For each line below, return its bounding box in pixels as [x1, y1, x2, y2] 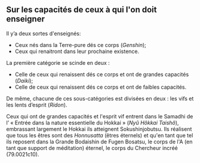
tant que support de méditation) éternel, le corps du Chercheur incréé [6, 144, 178, 151]
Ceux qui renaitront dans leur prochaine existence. [14, 48, 140, 55]
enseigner [6, 14, 45, 24]
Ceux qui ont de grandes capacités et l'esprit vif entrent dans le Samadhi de [6, 112, 193, 120]
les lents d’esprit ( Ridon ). [6, 101, 67, 108]
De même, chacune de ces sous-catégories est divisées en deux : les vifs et [6, 95, 194, 102]
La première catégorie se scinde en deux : [6, 59, 110, 66]
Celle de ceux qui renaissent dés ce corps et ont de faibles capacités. [14, 83, 187, 90]
